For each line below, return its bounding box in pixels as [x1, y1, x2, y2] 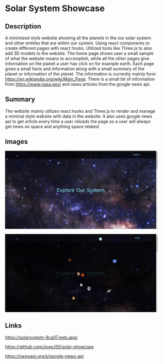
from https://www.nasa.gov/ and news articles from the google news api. [5, 81, 151, 87]
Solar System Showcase [5, 3, 105, 14]
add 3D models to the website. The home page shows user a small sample [5, 50, 154, 56]
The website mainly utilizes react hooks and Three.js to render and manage [5, 108, 156, 114]
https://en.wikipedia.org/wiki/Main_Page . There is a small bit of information [5, 76, 155, 82]
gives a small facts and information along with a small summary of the [5, 66, 145, 72]
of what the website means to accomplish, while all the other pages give [5, 56, 149, 61]
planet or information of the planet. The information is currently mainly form [5, 71, 156, 76]
